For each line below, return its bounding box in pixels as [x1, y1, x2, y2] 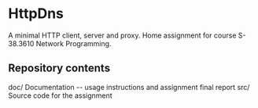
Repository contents [8, 62, 111, 75]
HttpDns [8, 5, 64, 23]
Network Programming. [35, 38, 112, 48]
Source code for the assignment [8, 91, 112, 100]
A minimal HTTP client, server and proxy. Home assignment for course [8, 31, 237, 40]
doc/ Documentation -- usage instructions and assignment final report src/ [8, 82, 250, 92]
